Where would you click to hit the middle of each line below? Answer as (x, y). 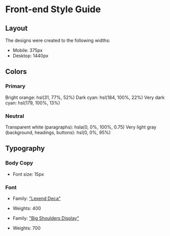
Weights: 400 (27, 208)
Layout (17, 28)
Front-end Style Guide (53, 9)
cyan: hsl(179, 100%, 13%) (33, 102)
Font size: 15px (28, 174)
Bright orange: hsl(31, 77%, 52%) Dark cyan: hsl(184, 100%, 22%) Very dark (85, 97)
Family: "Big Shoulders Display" (46, 218)
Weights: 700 (26, 228)
